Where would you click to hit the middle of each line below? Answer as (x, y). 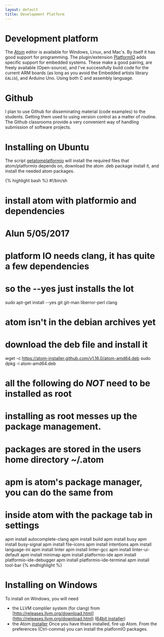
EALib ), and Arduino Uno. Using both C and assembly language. (69, 78)
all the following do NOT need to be (78, 383)
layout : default (22, 10)
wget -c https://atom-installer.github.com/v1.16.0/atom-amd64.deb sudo (78, 358)
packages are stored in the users (73, 449)
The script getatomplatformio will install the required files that (67, 161)
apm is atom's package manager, (74, 482)
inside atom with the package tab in (79, 515)
